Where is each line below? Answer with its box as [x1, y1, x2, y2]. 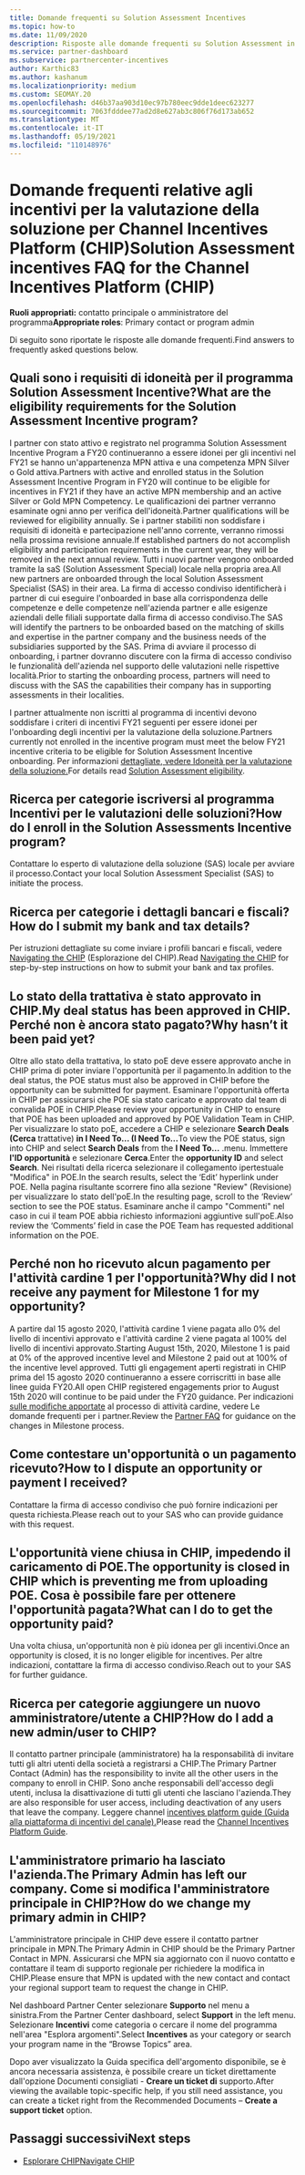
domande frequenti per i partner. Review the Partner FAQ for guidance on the [9, 1410, 297, 1421]
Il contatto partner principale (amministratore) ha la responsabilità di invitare [9, 1748, 294, 1760]
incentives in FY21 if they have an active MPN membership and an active [9, 485, 282, 497]
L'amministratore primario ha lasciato [9, 1852, 226, 1868]
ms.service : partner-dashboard [9, 47, 128, 57]
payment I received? [9, 1475, 128, 1491]
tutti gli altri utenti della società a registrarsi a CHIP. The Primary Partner [9, 1758, 278, 1769]
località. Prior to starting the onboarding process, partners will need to [9, 669, 270, 680]
